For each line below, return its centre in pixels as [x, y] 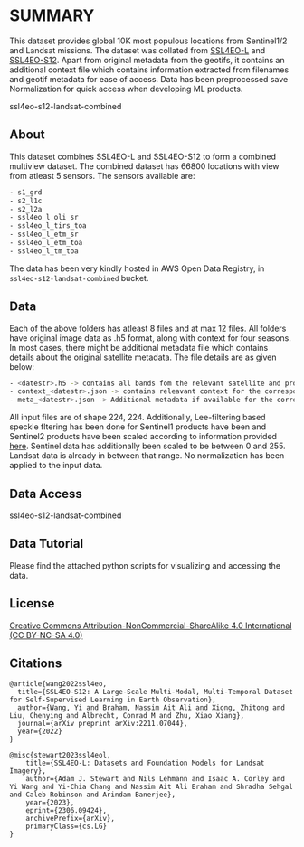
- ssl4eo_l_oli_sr [44, 218]
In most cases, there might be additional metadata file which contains [139, 347]
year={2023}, [50, 803]
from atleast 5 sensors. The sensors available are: [102, 175]
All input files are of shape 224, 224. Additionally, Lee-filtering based [138, 418]
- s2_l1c [26, 201]
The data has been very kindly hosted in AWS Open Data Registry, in [137, 268]
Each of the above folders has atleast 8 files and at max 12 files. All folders [148, 328]
